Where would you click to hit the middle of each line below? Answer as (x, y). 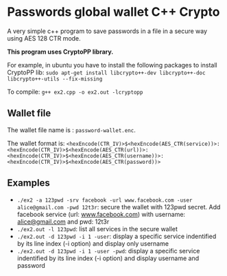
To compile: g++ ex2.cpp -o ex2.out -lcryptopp (75, 92)
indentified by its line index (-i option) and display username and (108, 258)
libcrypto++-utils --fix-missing (55, 79)
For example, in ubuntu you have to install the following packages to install (112, 65)
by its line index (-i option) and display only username (93, 243)
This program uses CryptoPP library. (60, 52)
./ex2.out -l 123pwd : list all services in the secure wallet (97, 229)
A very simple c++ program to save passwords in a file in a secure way (107, 31)
